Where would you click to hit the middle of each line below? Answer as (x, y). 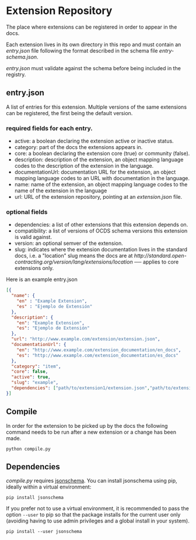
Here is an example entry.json (42, 279)
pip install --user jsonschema (44, 532)
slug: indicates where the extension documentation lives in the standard (101, 250)
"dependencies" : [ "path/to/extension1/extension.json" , (80, 388)
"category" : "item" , (36, 366)
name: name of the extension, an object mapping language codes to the (101, 185)
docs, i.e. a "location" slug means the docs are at (73, 256)
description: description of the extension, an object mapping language (99, 160)
